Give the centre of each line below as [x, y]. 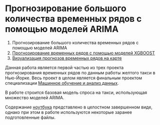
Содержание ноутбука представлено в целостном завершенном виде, [79, 107]
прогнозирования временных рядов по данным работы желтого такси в [80, 72]
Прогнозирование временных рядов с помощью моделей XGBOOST [83, 53]
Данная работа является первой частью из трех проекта [64, 67]
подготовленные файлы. [30, 117]
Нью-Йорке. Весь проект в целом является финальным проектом [74, 78]
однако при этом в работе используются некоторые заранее [69, 112]
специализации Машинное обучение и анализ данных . [62, 83]
